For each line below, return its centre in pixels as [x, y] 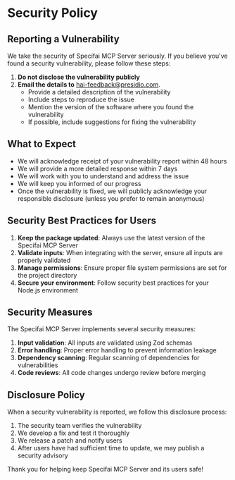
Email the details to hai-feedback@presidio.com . [89, 85]
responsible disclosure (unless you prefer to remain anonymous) [111, 198]
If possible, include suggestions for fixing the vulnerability [112, 122]
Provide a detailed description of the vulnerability [99, 92]
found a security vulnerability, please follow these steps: [89, 63]
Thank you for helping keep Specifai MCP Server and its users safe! [106, 469]
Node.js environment [48, 290]
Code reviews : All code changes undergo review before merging [112, 373]
